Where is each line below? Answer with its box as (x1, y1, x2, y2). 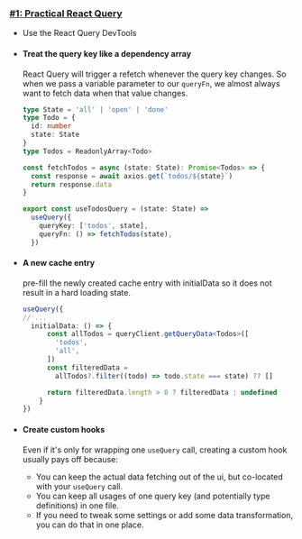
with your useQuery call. (35, 480, 124, 491)
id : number (31, 122, 72, 131)
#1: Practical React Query (9, 7, 124, 20)
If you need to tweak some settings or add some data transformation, (35, 509, 294, 520)
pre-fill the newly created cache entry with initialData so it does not (22, 278, 272, 288)
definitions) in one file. (35, 499, 120, 511)
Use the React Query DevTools (22, 28, 137, 39)
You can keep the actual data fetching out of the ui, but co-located (35, 471, 284, 482)
